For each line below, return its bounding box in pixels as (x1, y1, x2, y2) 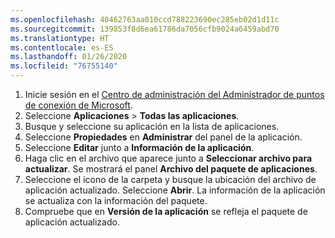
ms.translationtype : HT (10, 33, 110, 43)
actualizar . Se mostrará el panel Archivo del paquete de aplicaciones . (24, 163, 318, 175)
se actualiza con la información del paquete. (24, 195, 208, 206)
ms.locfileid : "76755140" (10, 61, 118, 71)
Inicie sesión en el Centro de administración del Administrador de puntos (24, 89, 325, 100)
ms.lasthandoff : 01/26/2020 (10, 52, 128, 62)
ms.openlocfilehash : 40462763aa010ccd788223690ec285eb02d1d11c (10, 14, 280, 25)
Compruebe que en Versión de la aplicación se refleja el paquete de (24, 206, 308, 217)
